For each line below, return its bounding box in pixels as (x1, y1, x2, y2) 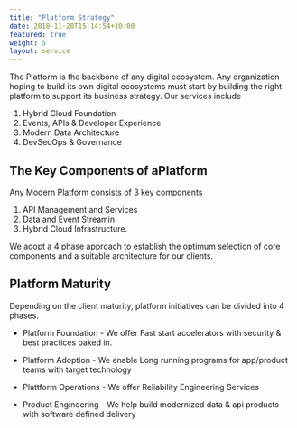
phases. (9, 310, 39, 321)
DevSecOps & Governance (22, 137, 122, 148)
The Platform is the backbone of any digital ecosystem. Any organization (9, 71, 280, 82)
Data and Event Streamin (22, 214, 116, 224)
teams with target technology (22, 364, 133, 375)
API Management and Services (22, 204, 138, 214)
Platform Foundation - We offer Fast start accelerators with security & (22, 327, 282, 338)
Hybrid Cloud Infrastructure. (22, 223, 128, 234)
